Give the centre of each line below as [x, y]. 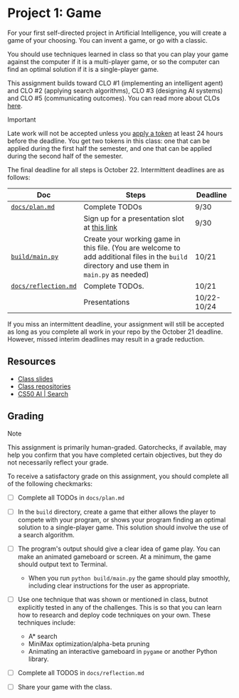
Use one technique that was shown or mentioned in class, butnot [113, 599]
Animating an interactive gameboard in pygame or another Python [123, 651]
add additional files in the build [136, 256]
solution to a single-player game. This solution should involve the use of [123, 527]
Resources [32, 362]
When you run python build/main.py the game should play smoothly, [129, 578]
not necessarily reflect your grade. [58, 462]
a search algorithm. [46, 534]
